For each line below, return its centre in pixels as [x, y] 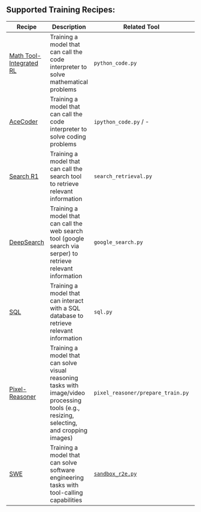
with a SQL [65, 308]
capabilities [66, 500]
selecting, [64, 423]
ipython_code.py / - [121, 121]
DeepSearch [27, 242]
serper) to [64, 253]
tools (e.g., [65, 408]
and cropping [69, 430]
